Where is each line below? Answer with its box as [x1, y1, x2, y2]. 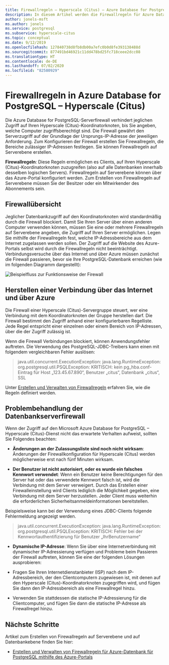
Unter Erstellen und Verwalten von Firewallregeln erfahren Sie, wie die [5, 384, 150, 390]
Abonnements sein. [5, 185, 46, 192]
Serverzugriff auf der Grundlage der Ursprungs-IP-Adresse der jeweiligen [5, 133, 158, 139]
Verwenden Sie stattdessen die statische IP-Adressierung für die [12, 595, 147, 601]
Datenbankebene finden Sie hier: [5, 639, 73, 645]
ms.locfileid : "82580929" [5, 68, 59, 73]
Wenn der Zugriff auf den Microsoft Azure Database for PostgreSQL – [5, 425, 149, 431]
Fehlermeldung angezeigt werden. [5, 513, 76, 519]
